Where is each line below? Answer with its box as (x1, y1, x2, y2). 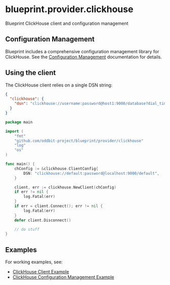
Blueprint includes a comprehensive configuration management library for (5, 48, 159, 54)
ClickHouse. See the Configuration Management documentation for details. (5, 54, 162, 60)
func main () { (5, 161, 35, 167)
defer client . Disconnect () (14, 218, 71, 223)
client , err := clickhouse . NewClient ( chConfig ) (14, 185, 116, 190)
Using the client (5, 68, 56, 77)
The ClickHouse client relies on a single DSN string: (5, 82, 113, 88)
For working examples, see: (5, 259, 63, 265)
